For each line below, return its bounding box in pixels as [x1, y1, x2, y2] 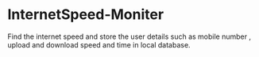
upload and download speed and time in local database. [7, 40, 191, 49]
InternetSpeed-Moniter [7, 6, 164, 24]
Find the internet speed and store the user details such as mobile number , [7, 32, 252, 41]
